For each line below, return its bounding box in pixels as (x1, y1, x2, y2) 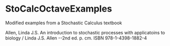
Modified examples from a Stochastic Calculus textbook (5, 20, 122, 26)
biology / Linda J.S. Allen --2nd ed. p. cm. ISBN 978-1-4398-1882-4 (5, 35, 147, 41)
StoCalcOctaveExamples (5, 3, 113, 15)
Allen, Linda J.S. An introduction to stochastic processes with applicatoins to (5, 29, 165, 35)
